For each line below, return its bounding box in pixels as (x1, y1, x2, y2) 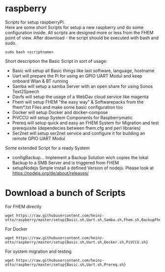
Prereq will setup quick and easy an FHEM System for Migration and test (12, 120, 159, 126)
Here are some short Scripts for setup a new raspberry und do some (5, 24, 144, 30)
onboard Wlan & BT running (12, 78, 68, 84)
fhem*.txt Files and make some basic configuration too (12, 104, 123, 110)
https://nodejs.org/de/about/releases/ (12, 170, 89, 176)
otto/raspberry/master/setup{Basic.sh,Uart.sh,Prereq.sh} (5, 262, 126, 267)
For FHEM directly (5, 203, 42, 209)
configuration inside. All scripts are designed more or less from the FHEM (5, 29, 154, 35)
